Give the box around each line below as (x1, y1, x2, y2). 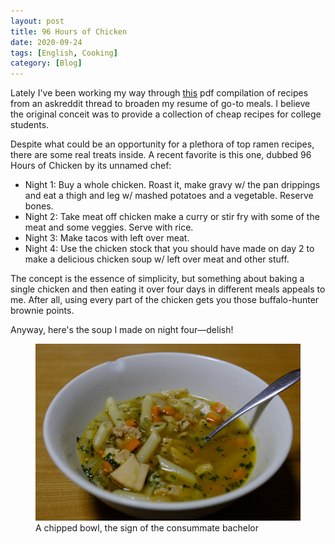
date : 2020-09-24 (10, 37, 83, 47)
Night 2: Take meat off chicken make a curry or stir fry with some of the (24, 211, 320, 223)
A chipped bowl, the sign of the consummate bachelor (35, 521, 259, 534)
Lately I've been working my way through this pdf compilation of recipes (10, 87, 309, 99)
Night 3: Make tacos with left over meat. (24, 232, 190, 244)
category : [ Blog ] (10, 58, 83, 69)
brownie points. (10, 305, 75, 317)
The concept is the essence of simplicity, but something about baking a (10, 273, 305, 285)
